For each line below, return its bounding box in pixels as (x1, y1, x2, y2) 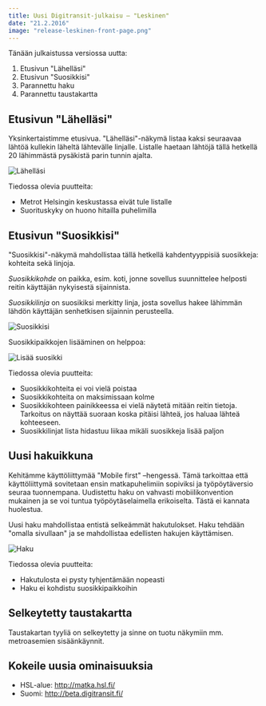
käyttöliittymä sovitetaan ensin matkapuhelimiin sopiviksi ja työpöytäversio (8, 478, 254, 488)
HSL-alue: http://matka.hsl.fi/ (19, 680, 116, 690)
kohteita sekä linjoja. (8, 259, 76, 268)
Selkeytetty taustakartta (8, 606, 133, 620)
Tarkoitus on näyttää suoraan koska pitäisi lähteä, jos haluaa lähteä (19, 409, 240, 418)
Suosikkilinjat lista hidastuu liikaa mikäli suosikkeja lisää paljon (19, 426, 224, 435)
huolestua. (8, 504, 43, 514)
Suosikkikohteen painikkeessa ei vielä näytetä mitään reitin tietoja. (19, 401, 238, 410)
